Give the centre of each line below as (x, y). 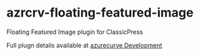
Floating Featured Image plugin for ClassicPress (75, 32)
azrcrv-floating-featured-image (100, 13)
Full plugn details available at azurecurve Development (84, 45)
